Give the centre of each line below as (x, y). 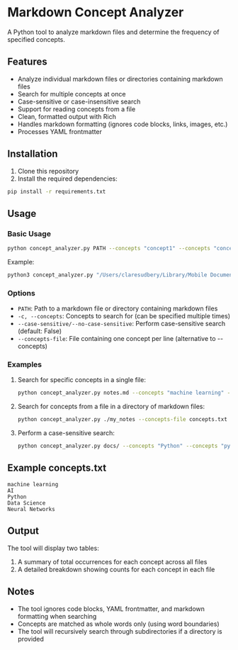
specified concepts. (36, 39)
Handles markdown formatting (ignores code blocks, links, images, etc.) (123, 124)
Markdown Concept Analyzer (96, 12)
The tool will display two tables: (53, 548)
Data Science (27, 503)
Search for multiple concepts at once (72, 94)
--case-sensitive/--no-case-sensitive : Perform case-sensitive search (121, 324)
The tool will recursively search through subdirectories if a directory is (120, 631)
